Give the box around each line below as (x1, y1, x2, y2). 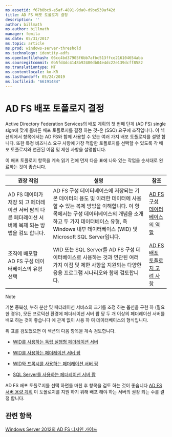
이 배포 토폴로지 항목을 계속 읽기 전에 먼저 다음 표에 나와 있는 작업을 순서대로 (5, 157, 158, 163)
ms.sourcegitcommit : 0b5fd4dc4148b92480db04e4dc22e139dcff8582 (5, 60, 143, 65)
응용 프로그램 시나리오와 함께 (53, 269, 119, 276)
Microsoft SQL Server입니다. (53, 233, 121, 240)
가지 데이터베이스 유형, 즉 (70, 217, 127, 225)
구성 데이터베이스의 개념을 (73, 210, 133, 217)
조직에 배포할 (8, 250, 38, 257)
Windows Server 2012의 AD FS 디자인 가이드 (5, 426, 98, 432)
